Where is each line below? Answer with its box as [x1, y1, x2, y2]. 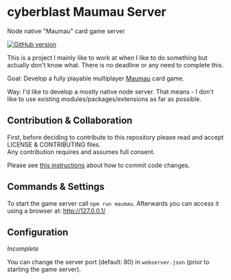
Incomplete [7, 245, 39, 253]
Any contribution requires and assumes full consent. [7, 147, 155, 155]
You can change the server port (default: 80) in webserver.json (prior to [7, 258, 210, 266]
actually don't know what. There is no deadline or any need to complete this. [7, 61, 224, 69]
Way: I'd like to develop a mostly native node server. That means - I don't [7, 87, 214, 96]
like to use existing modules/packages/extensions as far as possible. [7, 94, 201, 103]
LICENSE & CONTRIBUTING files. [7, 140, 101, 149]
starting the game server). [7, 266, 81, 274]
